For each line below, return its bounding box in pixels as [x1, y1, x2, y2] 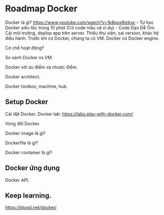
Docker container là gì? [5, 149, 53, 155]
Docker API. [5, 177, 30, 183]
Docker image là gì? [5, 130, 46, 136]
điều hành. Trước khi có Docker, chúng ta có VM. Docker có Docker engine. [5, 35, 160, 41]
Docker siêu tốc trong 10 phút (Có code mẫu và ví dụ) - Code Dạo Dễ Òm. [5, 24, 156, 30]
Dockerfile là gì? [5, 140, 38, 145]
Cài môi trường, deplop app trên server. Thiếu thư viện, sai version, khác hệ [5, 30, 159, 36]
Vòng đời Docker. [5, 120, 41, 127]
